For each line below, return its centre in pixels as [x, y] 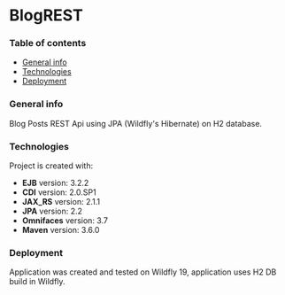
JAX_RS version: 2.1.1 [61, 202]
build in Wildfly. [37, 282]
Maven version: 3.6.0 [61, 230]
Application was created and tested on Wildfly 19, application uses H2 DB [143, 272]
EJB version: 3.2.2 [55, 183]
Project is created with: [51, 166]
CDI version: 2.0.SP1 [59, 192]
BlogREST [46, 16]
